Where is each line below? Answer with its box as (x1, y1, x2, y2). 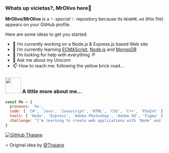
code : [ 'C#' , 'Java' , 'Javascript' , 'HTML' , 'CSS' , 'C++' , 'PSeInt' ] (10, 109, 163, 114)
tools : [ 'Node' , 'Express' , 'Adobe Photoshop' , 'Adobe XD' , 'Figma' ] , (10, 113, 165, 119)
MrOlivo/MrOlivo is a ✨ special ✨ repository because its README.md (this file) (5, 16, 163, 22)
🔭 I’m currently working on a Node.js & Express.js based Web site (12, 41, 148, 47)
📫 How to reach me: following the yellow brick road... (12, 63, 124, 69)
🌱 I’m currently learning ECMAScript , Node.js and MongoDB (12, 46, 137, 52)
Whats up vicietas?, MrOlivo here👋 (5, 5, 92, 12)
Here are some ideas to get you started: (5, 31, 88, 37)
